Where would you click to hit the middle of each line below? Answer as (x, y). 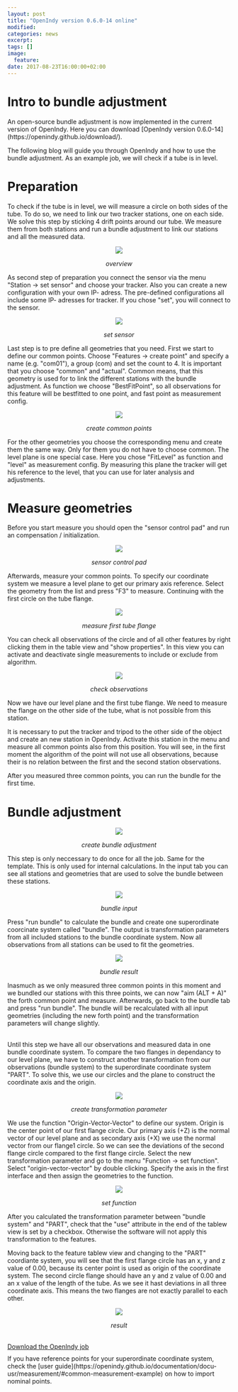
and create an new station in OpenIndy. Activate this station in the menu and (119, 740)
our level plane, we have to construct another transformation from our (109, 1060)
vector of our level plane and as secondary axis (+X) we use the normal (112, 1138)
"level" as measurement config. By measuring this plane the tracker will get (117, 464)
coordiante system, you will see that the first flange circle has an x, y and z (116, 1261)
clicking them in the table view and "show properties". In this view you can (116, 647)
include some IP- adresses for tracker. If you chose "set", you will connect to (119, 300)
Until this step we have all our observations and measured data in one (109, 1045)
